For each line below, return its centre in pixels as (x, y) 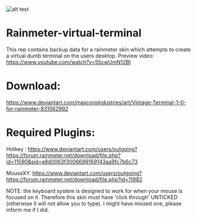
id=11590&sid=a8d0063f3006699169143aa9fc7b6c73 (72, 161)
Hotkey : (16, 149)
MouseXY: (19, 173)
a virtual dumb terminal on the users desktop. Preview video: (80, 56)
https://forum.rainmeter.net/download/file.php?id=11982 (74, 179)
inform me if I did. (28, 210)
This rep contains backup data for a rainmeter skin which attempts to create (98, 49)
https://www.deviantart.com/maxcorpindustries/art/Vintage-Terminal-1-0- (96, 102)
